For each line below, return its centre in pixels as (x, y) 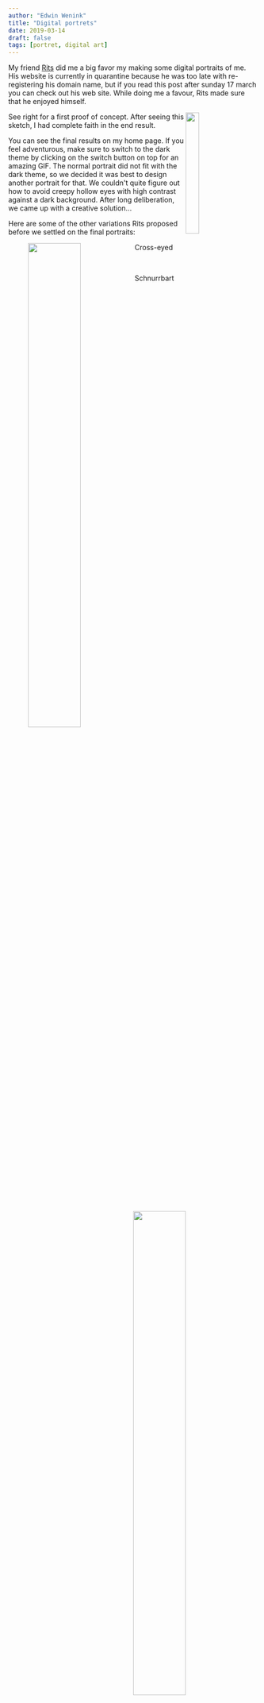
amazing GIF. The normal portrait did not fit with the (93, 166)
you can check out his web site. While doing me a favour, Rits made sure (127, 93)
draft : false (30, 38)
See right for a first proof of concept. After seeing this (96, 117)
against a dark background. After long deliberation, (92, 200)
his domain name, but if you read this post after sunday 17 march (151, 85)
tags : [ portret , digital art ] (58, 45)
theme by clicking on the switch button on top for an (94, 158)
